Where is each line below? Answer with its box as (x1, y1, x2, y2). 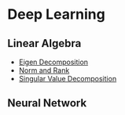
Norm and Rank (18, 66, 70, 75)
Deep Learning (7, 5, 105, 23)
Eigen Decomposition (18, 57, 88, 66)
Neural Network (7, 96, 87, 110)
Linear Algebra (7, 37, 82, 50)
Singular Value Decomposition (18, 74, 117, 83)
